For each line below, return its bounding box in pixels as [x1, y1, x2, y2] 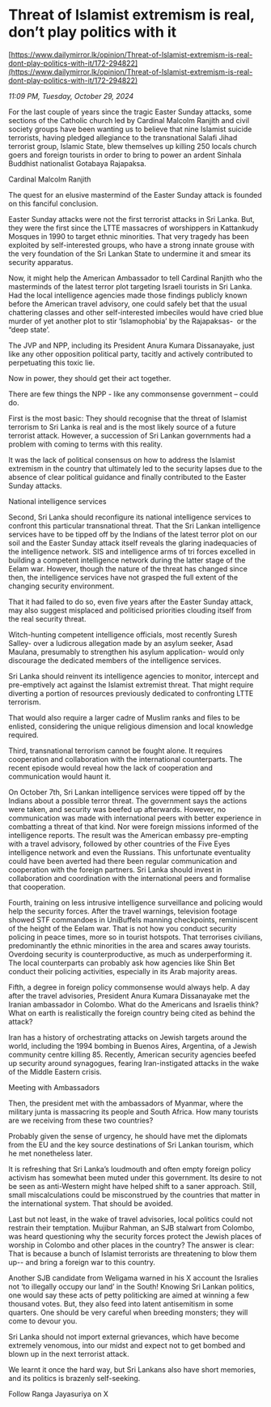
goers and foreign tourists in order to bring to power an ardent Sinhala [8, 150, 242, 160]
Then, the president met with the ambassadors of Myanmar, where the [8, 1098, 243, 1108]
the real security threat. [8, 614, 87, 623]
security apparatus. [8, 257, 74, 267]
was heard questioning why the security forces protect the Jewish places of [8, 1231, 262, 1241]
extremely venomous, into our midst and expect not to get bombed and [8, 1340, 246, 1350]
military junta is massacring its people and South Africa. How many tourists [8, 1106, 259, 1116]
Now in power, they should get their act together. [8, 373, 171, 383]
